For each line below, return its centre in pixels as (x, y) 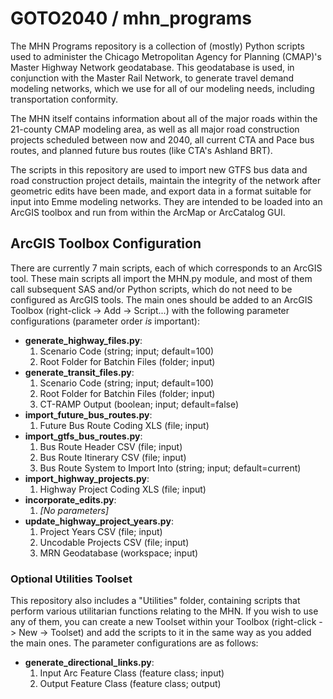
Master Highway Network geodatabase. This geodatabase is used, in (152, 67)
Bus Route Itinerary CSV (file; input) (113, 457)
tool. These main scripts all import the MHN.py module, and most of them (161, 278)
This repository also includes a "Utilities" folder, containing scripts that (155, 601)
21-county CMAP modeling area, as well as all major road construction (155, 129)
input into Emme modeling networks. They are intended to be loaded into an (166, 201)
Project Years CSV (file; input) (101, 531)
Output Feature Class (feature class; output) (130, 684)
